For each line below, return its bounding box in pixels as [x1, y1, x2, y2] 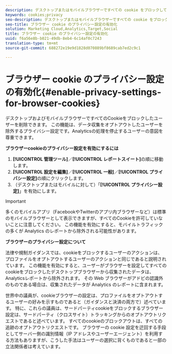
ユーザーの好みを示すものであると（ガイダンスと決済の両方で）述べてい [9, 298, 162, 304]
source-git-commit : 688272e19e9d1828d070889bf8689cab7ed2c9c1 [5, 45, 141, 51]
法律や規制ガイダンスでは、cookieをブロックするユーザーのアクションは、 [5, 249, 163, 255]
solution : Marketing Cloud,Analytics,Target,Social [5, 27, 118, 32]
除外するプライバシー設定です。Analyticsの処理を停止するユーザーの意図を [5, 128, 163, 134]
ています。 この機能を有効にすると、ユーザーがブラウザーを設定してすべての [5, 262, 167, 268]
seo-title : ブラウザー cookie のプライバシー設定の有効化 [5, 21, 118, 27]
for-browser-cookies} [5, 98, 101, 109]
